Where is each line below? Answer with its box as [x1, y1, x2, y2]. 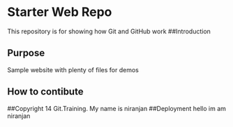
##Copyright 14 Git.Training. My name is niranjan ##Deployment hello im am [7, 104, 227, 112]
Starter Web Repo [7, 4, 112, 20]
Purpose [7, 47, 45, 59]
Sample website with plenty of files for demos [7, 65, 140, 74]
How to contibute [7, 86, 84, 98]
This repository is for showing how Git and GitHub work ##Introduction [7, 27, 211, 35]
